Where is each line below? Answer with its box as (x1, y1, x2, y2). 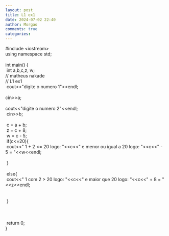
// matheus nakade (5, 73, 45, 78)
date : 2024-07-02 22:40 (5, 17, 56, 22)
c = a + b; (6, 122, 27, 128)
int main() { (5, 62, 29, 68)
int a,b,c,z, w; (6, 67, 35, 73)
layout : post (5, 7, 33, 13)
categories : (5, 31, 31, 36)
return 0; (6, 220, 25, 226)
